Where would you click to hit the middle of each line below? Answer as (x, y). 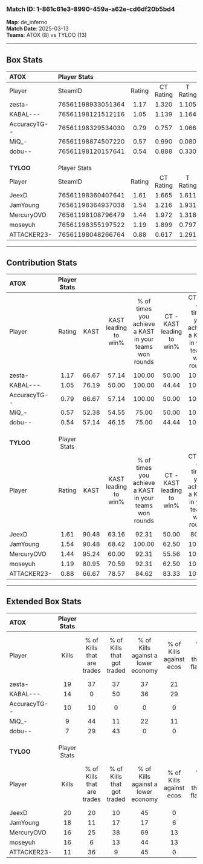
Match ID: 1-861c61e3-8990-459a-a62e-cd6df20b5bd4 (91, 9)
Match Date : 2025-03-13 (37, 28)
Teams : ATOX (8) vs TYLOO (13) (47, 35)
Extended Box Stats (44, 602)
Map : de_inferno (27, 22)
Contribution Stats (42, 262)
